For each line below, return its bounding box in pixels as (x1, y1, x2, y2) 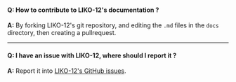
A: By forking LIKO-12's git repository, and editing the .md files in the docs (7, 21, 219, 29)
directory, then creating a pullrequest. (7, 29, 117, 37)
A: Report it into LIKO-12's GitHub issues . (7, 67, 126, 75)
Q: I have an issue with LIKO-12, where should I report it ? (7, 51, 177, 60)
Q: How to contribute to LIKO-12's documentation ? (7, 6, 159, 14)
